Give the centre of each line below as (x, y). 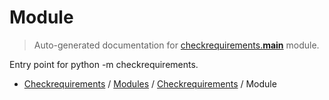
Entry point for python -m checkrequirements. (104, 64)
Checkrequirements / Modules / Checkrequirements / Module (150, 83)
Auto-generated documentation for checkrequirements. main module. (176, 45)
